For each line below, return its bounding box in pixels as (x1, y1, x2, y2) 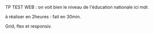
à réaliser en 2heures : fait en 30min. (5, 14, 81, 19)
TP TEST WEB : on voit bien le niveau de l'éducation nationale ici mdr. (5, 4, 149, 10)
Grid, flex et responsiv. (5, 23, 52, 29)
